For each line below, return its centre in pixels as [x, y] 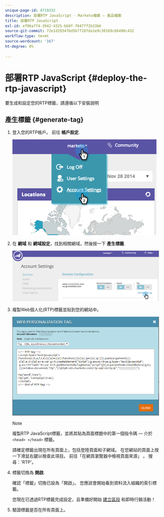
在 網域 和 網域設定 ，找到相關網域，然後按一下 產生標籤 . [69, 244]
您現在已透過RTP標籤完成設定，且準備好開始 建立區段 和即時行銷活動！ [84, 499]
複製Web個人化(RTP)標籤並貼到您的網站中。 [57, 309]
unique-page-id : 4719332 [30, 10]
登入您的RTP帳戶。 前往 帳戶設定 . [46, 133]
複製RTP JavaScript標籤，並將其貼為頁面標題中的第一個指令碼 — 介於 [82, 433]
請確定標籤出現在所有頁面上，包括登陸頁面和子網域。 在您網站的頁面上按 [85, 450]
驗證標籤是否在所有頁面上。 [40, 510]
